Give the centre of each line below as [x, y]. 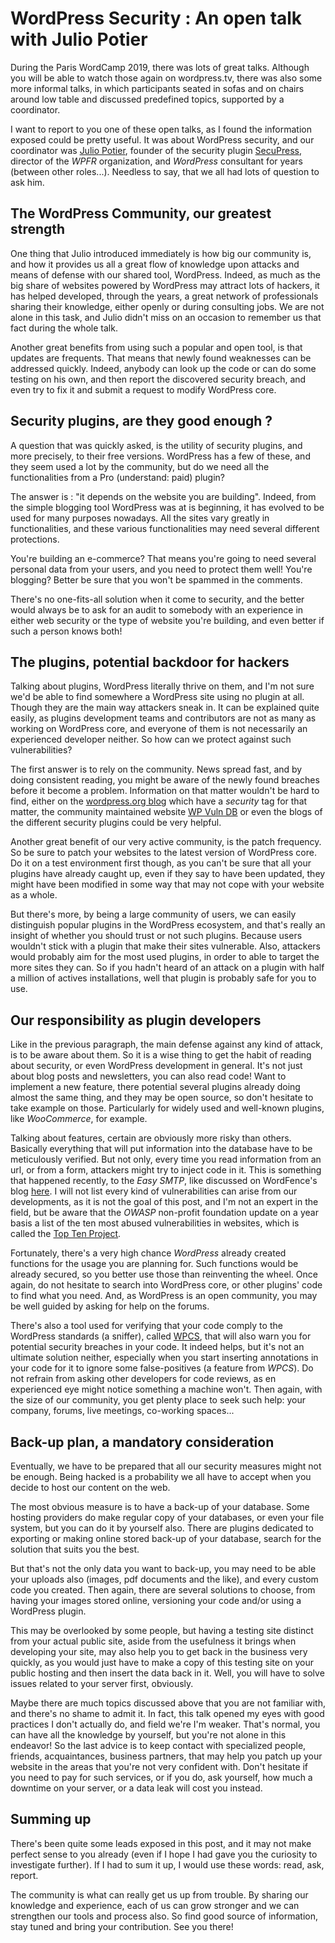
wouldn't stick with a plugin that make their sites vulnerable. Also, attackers [165, 946]
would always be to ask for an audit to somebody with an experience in [157, 609]
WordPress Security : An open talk [156, 18]
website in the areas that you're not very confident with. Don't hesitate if [159, 1766]
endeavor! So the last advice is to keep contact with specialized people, [158, 1745]
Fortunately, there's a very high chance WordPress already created [148, 1253]
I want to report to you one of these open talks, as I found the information [161, 129]
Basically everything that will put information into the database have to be [161, 1149]
